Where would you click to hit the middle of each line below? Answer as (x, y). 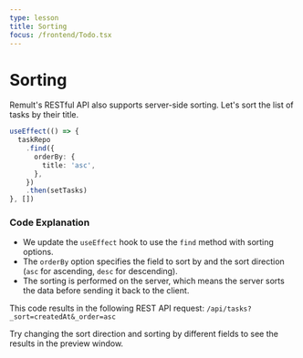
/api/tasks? (230, 309)
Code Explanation (50, 222)
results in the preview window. (67, 343)
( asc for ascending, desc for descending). (100, 271)
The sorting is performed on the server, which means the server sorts (153, 281)
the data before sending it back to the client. (106, 291)
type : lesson (34, 18)
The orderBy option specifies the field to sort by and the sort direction (153, 261)
